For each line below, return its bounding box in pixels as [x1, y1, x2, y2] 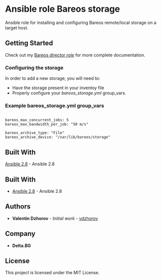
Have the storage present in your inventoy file [12, 85, 104, 91]
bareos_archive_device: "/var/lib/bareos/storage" [5, 135, 111, 140]
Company [5, 230, 36, 238]
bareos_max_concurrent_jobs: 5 [5, 117, 69, 123]
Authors [5, 202, 31, 211]
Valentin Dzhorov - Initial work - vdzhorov [12, 215, 98, 221]
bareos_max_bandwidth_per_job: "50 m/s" [5, 122, 89, 127]
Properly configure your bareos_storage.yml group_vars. [12, 90, 126, 96]
